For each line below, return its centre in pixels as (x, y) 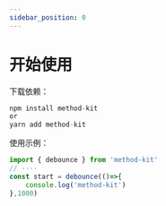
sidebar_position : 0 (48, 17)
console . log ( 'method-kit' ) (76, 185)
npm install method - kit (54, 108)
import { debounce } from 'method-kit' (84, 160)
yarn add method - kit (48, 125)
